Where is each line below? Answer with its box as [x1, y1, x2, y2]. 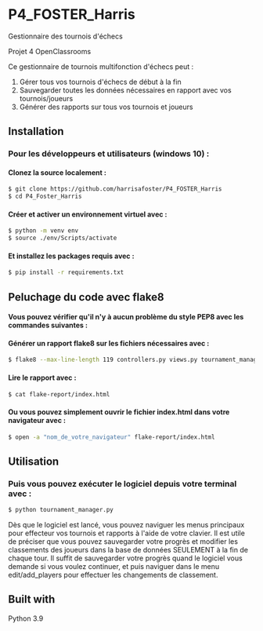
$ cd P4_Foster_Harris [8, 192, 82, 201]
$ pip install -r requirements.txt [8, 268, 124, 276]
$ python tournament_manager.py [8, 506, 113, 514]
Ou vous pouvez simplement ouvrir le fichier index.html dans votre [8, 407, 230, 417]
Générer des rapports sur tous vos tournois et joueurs [19, 102, 193, 111]
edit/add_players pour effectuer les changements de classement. [8, 571, 218, 580]
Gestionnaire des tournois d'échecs [8, 31, 123, 41]
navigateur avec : [8, 415, 67, 425]
